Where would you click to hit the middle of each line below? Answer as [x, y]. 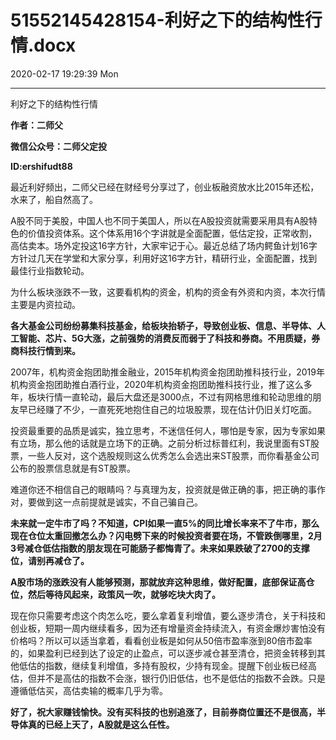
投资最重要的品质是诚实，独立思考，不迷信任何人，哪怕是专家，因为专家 [159, 430]
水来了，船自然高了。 [54, 199]
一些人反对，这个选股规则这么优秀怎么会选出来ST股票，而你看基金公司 [173, 455]
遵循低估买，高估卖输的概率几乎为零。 [89, 690]
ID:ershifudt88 [41, 166]
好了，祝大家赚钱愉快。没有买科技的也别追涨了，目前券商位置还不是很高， [163, 712]
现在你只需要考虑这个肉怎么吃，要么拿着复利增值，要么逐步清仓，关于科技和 [168, 615]
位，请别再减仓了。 [50, 560]
